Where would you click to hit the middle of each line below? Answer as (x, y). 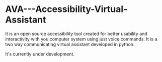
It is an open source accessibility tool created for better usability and (76, 33)
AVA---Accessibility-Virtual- (66, 9)
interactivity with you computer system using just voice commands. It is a (81, 39)
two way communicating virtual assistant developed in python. (70, 44)
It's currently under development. (40, 54)
